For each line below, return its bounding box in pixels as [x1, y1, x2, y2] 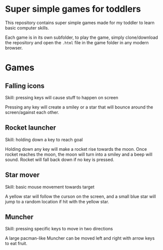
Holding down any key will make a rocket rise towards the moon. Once [5, 146, 147, 152]
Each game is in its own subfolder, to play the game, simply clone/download [5, 34, 158, 40]
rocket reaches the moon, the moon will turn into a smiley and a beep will [5, 151, 153, 157]
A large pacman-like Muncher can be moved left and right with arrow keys [5, 235, 155, 241]
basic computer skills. [5, 25, 49, 30]
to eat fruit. [5, 241, 28, 247]
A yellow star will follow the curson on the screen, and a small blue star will [5, 193, 156, 199]
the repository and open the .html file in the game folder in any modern [5, 39, 149, 45]
